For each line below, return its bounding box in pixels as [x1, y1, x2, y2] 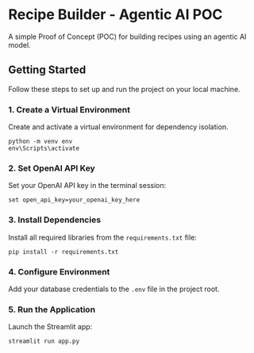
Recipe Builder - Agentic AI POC [8, 6, 223, 24]
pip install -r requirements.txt [8, 247, 119, 255]
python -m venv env [8, 137, 73, 146]
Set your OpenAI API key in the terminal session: [8, 181, 167, 190]
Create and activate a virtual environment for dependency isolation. [8, 122, 229, 132]
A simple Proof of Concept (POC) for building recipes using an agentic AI [8, 32, 247, 41]
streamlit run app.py [8, 337, 80, 346]
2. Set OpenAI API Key [8, 163, 95, 174]
